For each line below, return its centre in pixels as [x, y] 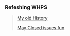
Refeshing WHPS [26, 7]
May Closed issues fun [41, 28]
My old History [32, 18]
